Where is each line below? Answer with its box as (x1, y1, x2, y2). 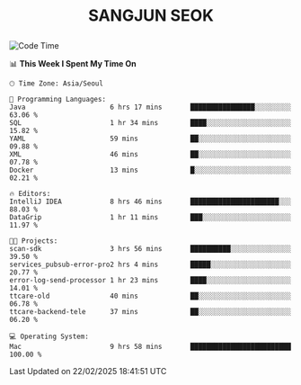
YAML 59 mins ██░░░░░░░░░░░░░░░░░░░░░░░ (9, 134, 292, 144)
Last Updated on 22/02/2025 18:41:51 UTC (9, 366, 167, 377)
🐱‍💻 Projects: (9, 237, 58, 246)
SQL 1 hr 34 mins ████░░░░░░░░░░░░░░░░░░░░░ (9, 119, 292, 128)
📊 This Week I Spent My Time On (9, 58, 137, 69)
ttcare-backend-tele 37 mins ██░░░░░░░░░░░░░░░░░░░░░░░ (9, 308, 292, 317)
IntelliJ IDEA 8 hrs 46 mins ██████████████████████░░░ (9, 197, 292, 207)
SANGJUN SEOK (88, 5, 214, 26)
